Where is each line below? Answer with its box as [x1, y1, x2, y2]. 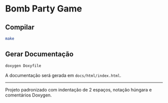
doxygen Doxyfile [5, 63, 41, 68]
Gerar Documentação [5, 50, 74, 58]
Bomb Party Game [5, 3, 82, 14]
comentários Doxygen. [5, 92, 52, 98]
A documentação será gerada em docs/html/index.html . [5, 72, 121, 78]
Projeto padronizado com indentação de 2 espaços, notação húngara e [5, 86, 152, 92]
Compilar [5, 23, 34, 31]
